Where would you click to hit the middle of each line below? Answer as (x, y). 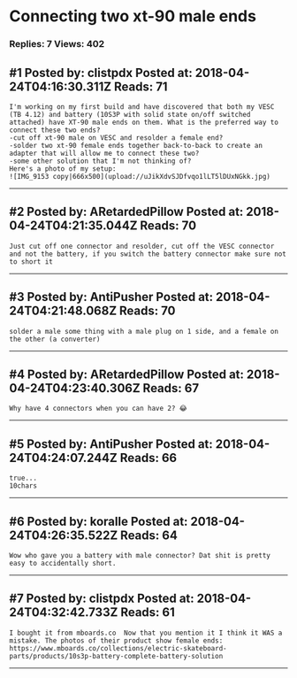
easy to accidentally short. (63, 563)
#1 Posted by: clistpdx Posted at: (101, 73)
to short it (31, 262)
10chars (23, 486)
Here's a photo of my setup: (63, 169)
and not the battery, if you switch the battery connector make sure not (148, 254)
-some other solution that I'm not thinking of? (100, 161)
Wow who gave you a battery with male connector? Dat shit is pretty (140, 555)
